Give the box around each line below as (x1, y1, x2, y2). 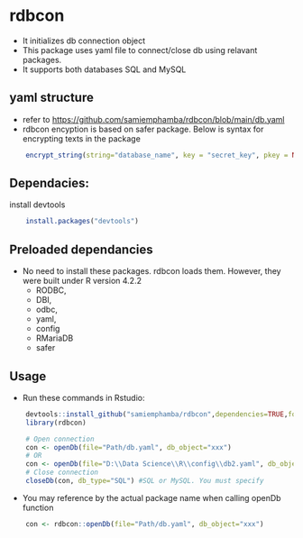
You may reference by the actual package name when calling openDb (22, 492, 281, 503)
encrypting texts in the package (22, 132, 142, 144)
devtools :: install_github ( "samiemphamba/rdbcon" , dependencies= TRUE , (25, 409, 289, 419)
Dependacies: (9, 176, 90, 191)
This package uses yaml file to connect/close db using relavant (22, 44, 258, 55)
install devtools (9, 199, 66, 210)
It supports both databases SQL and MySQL (22, 64, 187, 75)
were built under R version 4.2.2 (22, 276, 142, 287)
